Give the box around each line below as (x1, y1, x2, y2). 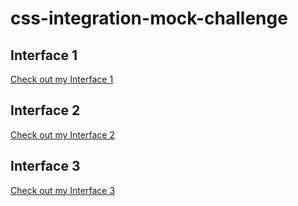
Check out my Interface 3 (10, 184, 116, 196)
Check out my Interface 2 (10, 128, 115, 141)
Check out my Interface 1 (10, 73, 114, 85)
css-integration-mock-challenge (10, 7, 288, 30)
